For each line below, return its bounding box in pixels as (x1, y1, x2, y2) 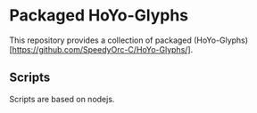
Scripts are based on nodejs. (9, 93, 115, 104)
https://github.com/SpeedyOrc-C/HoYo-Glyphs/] (12, 44, 191, 54)
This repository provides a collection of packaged (9, 35, 192, 45)
